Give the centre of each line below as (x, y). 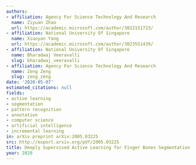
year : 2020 (19, 153)
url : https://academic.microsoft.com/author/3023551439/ (82, 44)
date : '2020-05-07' (30, 82)
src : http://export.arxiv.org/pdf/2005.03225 (62, 142)
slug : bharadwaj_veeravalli (46, 60)
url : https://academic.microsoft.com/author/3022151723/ (82, 28)
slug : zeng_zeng (31, 77)
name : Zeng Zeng (31, 71)
